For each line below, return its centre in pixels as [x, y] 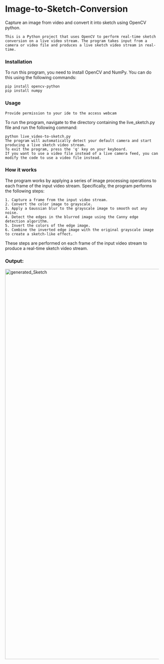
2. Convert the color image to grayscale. [49, 204]
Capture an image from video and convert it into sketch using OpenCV [76, 22]
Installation [19, 62]
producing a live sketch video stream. [46, 145]
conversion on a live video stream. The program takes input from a [76, 41]
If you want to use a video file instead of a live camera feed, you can [82, 153]
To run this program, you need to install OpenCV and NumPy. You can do [78, 72]
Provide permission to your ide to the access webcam [61, 113]
